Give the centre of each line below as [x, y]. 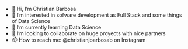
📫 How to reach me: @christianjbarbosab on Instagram [79, 40]
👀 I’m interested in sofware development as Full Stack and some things [97, 15]
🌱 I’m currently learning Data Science [56, 27]
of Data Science [31, 21]
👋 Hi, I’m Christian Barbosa [44, 9]
